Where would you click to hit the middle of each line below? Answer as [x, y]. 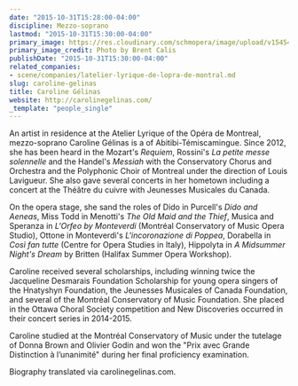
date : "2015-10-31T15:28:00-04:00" [75, 17]
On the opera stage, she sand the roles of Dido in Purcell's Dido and [133, 207]
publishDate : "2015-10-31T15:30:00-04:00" [89, 59]
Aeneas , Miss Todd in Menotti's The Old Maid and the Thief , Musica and [142, 217]
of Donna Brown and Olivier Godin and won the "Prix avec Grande [129, 345]
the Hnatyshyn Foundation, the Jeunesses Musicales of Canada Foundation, [149, 290]
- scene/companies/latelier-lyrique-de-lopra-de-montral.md [123, 75]
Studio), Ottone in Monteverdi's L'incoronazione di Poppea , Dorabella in [140, 235]
